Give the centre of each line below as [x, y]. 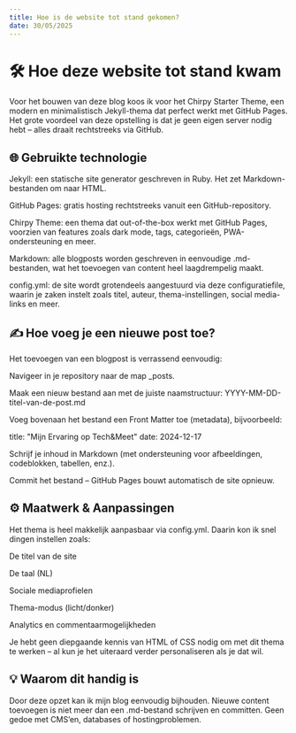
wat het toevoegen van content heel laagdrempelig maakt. [158, 268]
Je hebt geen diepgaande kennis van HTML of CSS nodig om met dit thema [147, 642]
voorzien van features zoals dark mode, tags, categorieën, [116, 232]
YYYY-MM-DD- [253, 393]
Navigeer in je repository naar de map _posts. [92, 376]
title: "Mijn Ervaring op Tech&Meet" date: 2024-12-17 [106, 437]
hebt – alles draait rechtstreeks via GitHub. [87, 130]
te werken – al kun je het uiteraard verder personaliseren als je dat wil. [137, 651]
